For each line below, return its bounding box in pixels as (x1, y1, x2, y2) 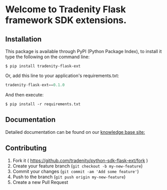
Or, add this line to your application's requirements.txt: (5, 73, 120, 79)
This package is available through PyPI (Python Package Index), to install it (5, 49, 162, 54)
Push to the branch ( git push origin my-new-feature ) (12, 174, 126, 180)
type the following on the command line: (5, 54, 90, 60)
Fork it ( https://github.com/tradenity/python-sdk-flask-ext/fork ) (12, 157, 148, 163)
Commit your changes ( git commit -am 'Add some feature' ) (12, 168, 139, 174)
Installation (5, 35, 42, 43)
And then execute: (5, 91, 44, 98)
